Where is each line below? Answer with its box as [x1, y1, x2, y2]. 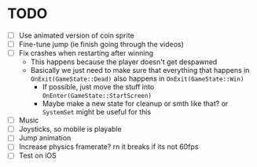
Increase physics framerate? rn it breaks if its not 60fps [18, 142, 199, 151]
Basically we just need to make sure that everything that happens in [30, 66, 250, 75]
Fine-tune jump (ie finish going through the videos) [18, 40, 184, 49]
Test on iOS [18, 151, 57, 161]
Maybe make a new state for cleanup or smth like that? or [42, 99, 229, 108]
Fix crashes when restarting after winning [18, 49, 154, 58]
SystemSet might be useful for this [42, 107, 152, 117]
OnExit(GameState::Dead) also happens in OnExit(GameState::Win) [30, 74, 244, 83]
